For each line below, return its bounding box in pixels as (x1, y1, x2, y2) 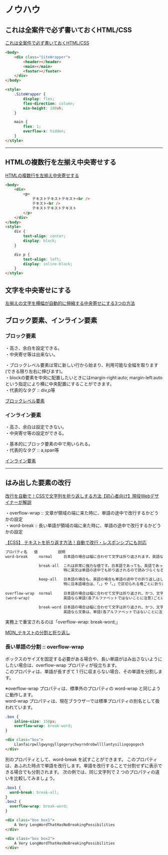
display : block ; (23, 239, 57, 244)
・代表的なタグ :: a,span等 (5, 447, 59, 453)
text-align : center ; (23, 234, 66, 239)
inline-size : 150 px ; (14, 719, 57, 724)
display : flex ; (23, 96, 55, 101)
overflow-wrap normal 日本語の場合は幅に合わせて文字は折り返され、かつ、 (5, 591, 156, 596)
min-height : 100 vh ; (23, 105, 64, 111)
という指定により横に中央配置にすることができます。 (5, 381, 114, 387)
